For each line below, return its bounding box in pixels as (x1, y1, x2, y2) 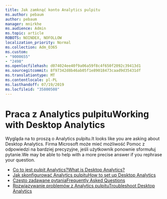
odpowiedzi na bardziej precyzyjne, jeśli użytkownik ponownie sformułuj (5, 146, 156, 152)
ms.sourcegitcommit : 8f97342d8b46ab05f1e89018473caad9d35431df (5, 68, 141, 73)
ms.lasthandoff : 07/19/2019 (5, 82, 65, 87)
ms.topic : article (5, 31, 44, 36)
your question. (5, 157, 35, 163)
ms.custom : (5, 49, 28, 54)
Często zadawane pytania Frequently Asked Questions (12, 177, 125, 183)
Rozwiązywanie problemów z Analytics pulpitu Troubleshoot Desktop (12, 183, 155, 189)
